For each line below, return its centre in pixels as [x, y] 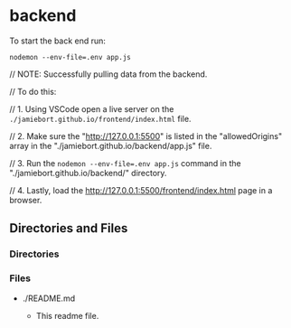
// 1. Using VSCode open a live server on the [92, 108]
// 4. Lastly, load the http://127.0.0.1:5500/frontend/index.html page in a [141, 190]
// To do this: [33, 91]
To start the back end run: [58, 41]
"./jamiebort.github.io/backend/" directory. [88, 173]
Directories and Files [69, 228]
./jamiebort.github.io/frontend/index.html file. [100, 118]
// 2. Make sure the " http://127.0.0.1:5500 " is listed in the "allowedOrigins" [146, 136]
